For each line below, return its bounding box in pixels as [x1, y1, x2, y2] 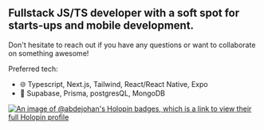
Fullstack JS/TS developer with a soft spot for [8, 6, 240, 20]
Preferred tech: [8, 64, 58, 73]
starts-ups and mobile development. [8, 19, 194, 33]
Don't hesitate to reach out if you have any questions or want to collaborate [8, 40, 256, 49]
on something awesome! [8, 48, 89, 58]
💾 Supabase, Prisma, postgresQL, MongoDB [19, 88, 166, 98]
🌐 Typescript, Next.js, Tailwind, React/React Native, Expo [19, 79, 209, 89]
